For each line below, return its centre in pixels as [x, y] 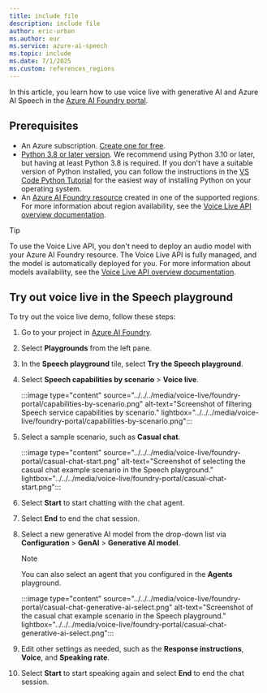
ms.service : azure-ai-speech [58, 46]
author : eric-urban [42, 31]
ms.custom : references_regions [62, 69]
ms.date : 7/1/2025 [40, 62]
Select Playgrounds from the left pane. [86, 348]
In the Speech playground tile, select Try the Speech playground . [132, 364]
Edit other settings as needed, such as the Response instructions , [132, 649]
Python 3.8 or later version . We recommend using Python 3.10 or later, [138, 154]
